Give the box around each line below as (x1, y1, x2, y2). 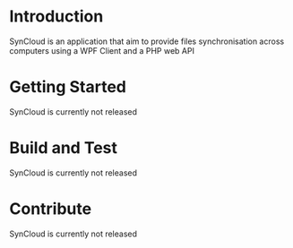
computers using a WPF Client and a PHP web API (9, 45, 195, 56)
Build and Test (9, 138, 118, 158)
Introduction (9, 6, 104, 27)
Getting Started (9, 77, 127, 98)
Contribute (9, 199, 92, 218)
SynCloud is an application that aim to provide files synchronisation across (9, 36, 285, 47)
